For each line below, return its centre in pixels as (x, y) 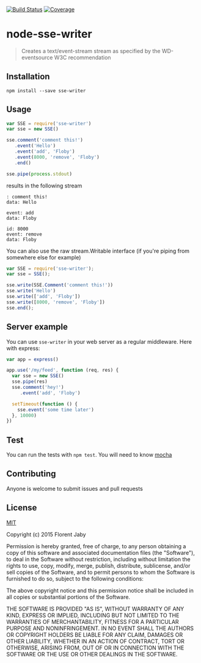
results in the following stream (44, 186)
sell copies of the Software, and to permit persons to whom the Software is (101, 572)
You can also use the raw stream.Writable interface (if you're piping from (98, 251)
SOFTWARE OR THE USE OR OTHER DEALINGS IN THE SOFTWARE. (92, 654)
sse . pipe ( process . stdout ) (39, 174)
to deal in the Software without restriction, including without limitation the (98, 559)
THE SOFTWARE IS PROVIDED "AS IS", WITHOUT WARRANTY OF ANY (95, 609)
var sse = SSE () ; (28, 274)
